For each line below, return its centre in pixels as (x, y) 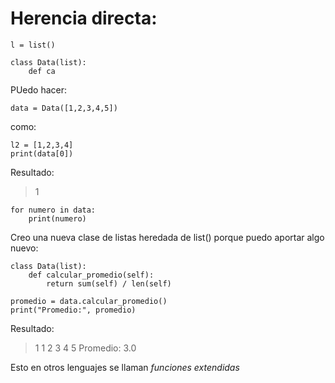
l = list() (33, 45)
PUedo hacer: (39, 89)
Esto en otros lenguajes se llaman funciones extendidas (125, 367)
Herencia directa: (84, 18)
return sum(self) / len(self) (109, 283)
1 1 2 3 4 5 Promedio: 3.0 (85, 348)
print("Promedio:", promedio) (73, 310)
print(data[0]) (42, 153)
